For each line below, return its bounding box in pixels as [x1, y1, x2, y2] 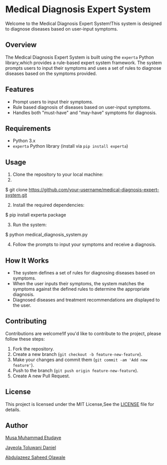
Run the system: [12, 222, 47, 228]
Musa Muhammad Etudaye [5, 434, 62, 441]
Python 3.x [12, 138, 36, 144]
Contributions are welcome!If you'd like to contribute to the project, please [5, 330, 161, 337]
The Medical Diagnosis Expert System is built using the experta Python [5, 54, 154, 60]
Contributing [5, 317, 47, 325]
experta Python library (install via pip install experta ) [12, 143, 128, 149]
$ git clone [5, 187, 28, 193]
